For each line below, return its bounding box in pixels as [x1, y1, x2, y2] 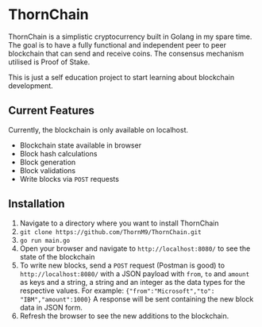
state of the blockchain [19, 252, 95, 261]
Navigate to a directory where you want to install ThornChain [19, 218, 220, 228]
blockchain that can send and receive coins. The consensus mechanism [8, 48, 245, 58]
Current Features [8, 104, 95, 117]
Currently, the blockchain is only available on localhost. [8, 125, 189, 134]
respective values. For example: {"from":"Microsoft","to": [19, 286, 215, 295]
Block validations [19, 165, 76, 175]
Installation [8, 197, 65, 211]
